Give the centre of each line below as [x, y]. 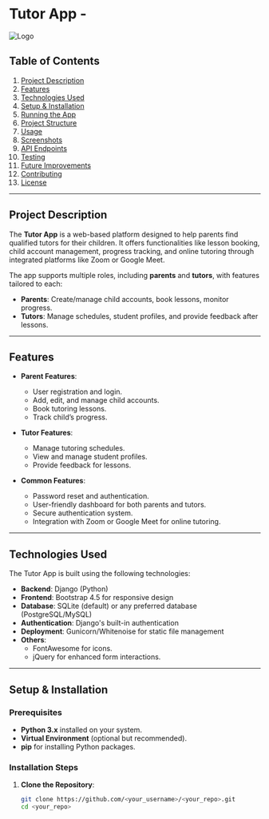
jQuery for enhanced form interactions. [97, 657]
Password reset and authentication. [91, 496]
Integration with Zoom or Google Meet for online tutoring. [127, 522]
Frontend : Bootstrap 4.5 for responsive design [97, 598]
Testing [33, 157]
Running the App [48, 114]
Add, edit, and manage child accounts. [96, 400]
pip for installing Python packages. [78, 746]
